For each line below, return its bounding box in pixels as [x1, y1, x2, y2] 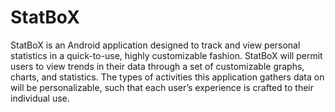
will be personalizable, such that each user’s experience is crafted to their [10, 81, 315, 93]
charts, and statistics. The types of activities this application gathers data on [10, 71, 325, 83]
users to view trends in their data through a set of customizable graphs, [10, 60, 305, 72]
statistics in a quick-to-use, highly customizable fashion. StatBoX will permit [10, 49, 323, 61]
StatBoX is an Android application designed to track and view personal [10, 39, 301, 51]
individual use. [10, 92, 70, 104]
